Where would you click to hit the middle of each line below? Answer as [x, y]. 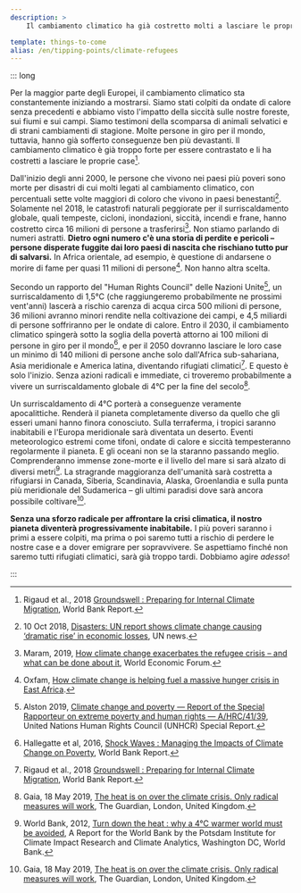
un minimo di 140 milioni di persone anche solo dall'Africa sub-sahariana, [145, 355]
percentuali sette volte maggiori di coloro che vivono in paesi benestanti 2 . [146, 197]
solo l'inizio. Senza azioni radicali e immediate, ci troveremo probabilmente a [151, 375]
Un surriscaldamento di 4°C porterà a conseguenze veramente [126, 404]
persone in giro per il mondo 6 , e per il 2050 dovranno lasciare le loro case [146, 345]
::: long [23, 76]
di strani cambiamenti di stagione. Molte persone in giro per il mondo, [138, 131]
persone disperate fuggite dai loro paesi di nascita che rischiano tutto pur [149, 247]
